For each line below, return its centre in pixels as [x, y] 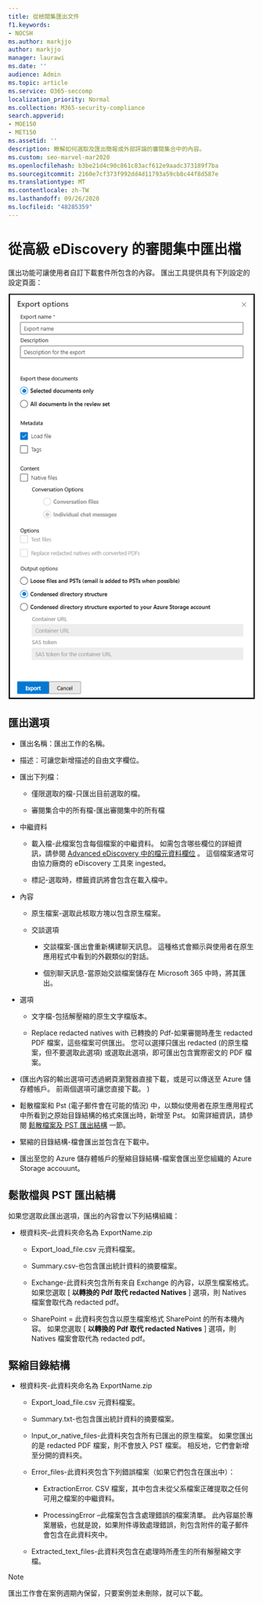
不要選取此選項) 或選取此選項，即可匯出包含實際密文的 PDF [148, 1052]
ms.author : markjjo [40, 42]
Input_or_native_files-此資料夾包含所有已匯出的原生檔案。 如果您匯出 [142, 1435]
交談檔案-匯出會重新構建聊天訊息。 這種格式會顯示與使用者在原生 [148, 947]
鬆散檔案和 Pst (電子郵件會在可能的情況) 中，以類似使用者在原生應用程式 [136, 1105]
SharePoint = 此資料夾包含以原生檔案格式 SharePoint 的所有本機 [134, 1319]
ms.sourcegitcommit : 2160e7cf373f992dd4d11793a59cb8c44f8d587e [113, 174]
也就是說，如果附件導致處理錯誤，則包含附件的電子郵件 [159, 1525]
